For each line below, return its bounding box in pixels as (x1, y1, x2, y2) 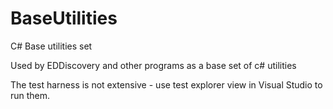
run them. (10, 89, 51, 101)
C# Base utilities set (10, 40, 93, 52)
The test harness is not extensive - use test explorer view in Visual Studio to (10, 78, 323, 91)
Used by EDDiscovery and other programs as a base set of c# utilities (10, 59, 297, 71)
